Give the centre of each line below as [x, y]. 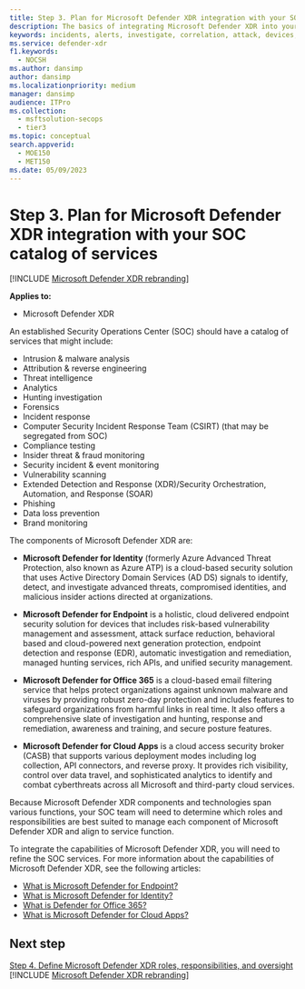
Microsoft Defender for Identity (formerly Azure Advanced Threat [147, 558]
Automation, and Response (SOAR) [88, 494]
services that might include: [61, 341]
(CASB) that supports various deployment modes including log [139, 756]
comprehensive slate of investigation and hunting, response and [143, 719]
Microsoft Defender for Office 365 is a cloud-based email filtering [147, 680]
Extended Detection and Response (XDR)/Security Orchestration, [144, 485]
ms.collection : [38, 111]
